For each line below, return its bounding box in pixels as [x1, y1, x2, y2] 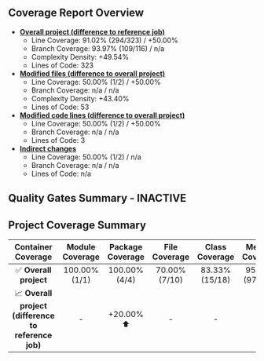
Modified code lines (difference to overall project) [19, 110, 185, 120]
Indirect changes [19, 144, 77, 153]
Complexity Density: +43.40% [31, 93, 130, 103]
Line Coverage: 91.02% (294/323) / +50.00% [31, 35, 178, 45]
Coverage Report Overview [8, 6, 144, 20]
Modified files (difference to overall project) [19, 68, 166, 78]
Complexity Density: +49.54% [31, 52, 130, 61]
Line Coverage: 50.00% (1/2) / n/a [31, 152, 141, 162]
